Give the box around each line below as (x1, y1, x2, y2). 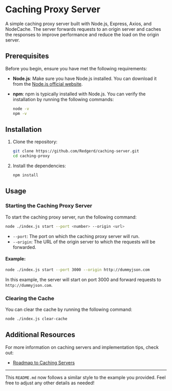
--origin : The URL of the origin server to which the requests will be (12, 239, 156, 245)
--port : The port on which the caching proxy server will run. (12, 233, 140, 239)
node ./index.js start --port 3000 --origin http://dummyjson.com (5, 267, 150, 272)
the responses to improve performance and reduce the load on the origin (5, 31, 159, 37)
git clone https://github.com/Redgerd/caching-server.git (12, 149, 139, 154)
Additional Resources (5, 330, 75, 339)
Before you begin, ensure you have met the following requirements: (5, 65, 147, 71)
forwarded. (12, 244, 37, 250)
